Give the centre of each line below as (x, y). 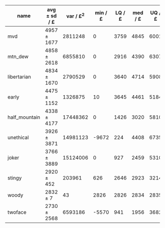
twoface (17, 212)
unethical (18, 138)
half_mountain (24, 117)
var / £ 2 (75, 16)
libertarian (19, 77)
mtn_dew (18, 57)
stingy (15, 178)
